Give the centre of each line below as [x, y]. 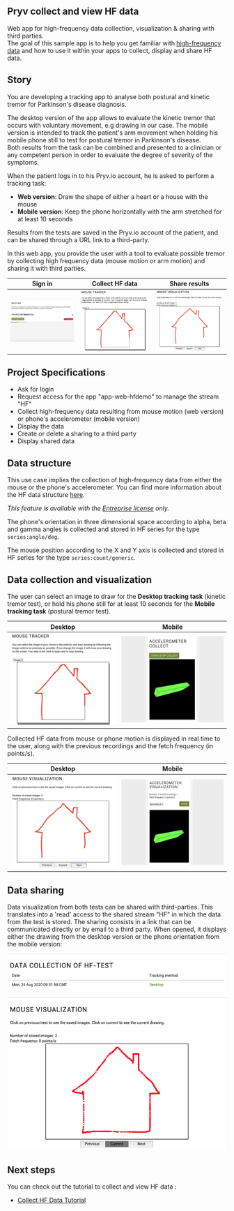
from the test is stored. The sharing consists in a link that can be [99, 922]
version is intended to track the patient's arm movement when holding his [112, 133]
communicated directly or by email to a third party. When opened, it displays [117, 929]
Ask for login [36, 389]
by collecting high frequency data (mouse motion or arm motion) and [106, 260]
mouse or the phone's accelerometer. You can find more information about [114, 487]
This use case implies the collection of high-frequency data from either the [115, 480]
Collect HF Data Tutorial [52, 1201]
